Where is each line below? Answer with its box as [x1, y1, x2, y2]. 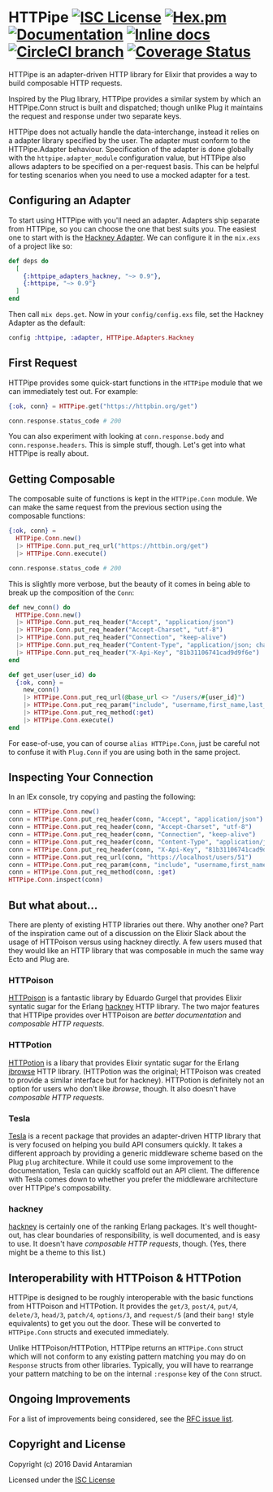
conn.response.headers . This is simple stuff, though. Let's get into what [8, 440, 245, 450]
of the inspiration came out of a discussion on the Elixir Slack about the [8, 929, 246, 938]
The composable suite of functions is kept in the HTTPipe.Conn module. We [8, 494, 258, 504]
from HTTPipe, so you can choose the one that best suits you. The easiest [8, 223, 258, 233]
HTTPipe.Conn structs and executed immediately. [8, 1327, 169, 1337]
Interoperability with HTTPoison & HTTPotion [8, 1271, 242, 1285]
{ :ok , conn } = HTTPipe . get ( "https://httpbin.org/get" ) [8, 402, 198, 410]
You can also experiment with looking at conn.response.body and [8, 432, 225, 441]
